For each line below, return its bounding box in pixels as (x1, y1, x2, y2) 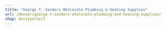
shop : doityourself (5, 16, 46, 21)
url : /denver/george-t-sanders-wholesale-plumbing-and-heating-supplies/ (5, 12, 162, 17)
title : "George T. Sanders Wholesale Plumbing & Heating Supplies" (5, 7, 148, 12)
